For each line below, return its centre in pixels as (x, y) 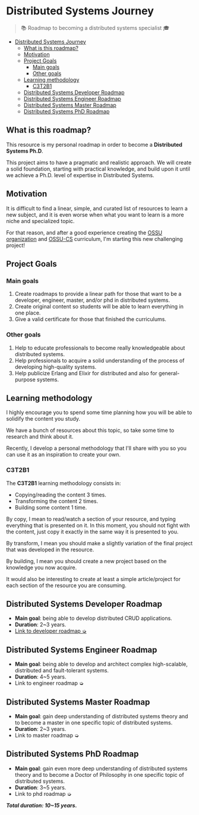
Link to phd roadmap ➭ (43, 794)
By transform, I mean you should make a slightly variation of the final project (99, 543)
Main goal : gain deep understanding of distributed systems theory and (101, 717)
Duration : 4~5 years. (40, 677)
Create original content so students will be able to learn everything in (99, 307)
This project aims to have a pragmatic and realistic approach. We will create (99, 162)
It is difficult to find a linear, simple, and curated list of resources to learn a (97, 208)
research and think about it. (40, 437)
